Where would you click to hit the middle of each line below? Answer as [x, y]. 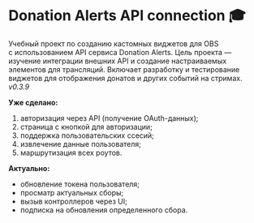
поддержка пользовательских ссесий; [87, 135]
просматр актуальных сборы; [72, 192]
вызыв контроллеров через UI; [74, 201]
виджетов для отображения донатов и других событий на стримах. [125, 78]
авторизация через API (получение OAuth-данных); [109, 118]
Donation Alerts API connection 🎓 [127, 16]
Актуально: [29, 168]
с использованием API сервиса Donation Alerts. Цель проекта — [120, 52]
